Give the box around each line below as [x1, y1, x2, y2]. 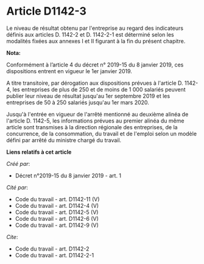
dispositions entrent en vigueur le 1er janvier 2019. [6, 67, 133, 74]
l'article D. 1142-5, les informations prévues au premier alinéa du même [6, 117, 185, 124]
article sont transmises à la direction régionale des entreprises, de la [6, 123, 178, 130]
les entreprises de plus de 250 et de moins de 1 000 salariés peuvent [12, 85, 186, 93]
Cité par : [6, 184, 29, 191]
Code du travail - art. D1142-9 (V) [15, 221, 99, 229]
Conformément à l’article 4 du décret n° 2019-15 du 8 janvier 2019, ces [6, 61, 184, 68]
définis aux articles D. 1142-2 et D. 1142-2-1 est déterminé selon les [6, 30, 175, 38]
